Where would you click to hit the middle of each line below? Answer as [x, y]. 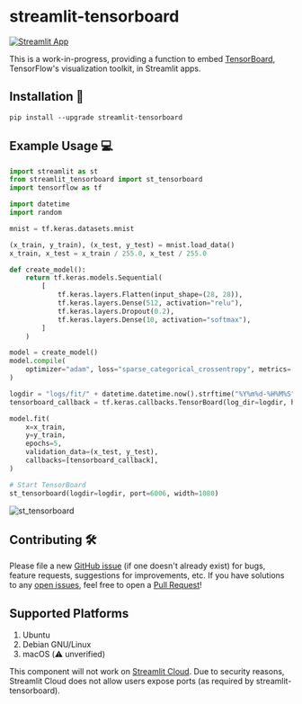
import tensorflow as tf [56, 188]
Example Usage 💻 [62, 146]
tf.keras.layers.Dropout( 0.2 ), [116, 311]
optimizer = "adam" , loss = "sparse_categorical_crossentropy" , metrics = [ [160, 370]
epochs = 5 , [44, 444]
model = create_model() [54, 352]
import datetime [40, 204]
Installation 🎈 [47, 97]
